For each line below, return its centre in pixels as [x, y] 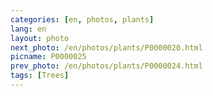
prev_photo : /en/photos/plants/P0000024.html [106, 66]
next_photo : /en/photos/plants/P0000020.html [106, 47]
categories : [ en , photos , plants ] [82, 19]
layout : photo [40, 38]
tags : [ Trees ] [40, 76]
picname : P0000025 [48, 57]
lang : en [28, 29]
